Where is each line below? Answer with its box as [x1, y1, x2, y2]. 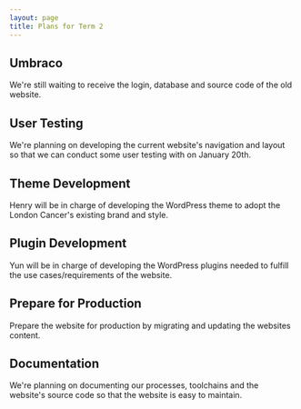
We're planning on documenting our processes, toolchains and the [9, 380, 259, 391]
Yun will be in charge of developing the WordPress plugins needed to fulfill [9, 260, 289, 271]
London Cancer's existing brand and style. [9, 209, 169, 220]
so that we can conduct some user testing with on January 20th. [9, 149, 252, 160]
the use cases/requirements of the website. [9, 269, 173, 280]
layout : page [9, 13, 59, 23]
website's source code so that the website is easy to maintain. [9, 390, 243, 401]
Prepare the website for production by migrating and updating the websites [9, 320, 291, 331]
